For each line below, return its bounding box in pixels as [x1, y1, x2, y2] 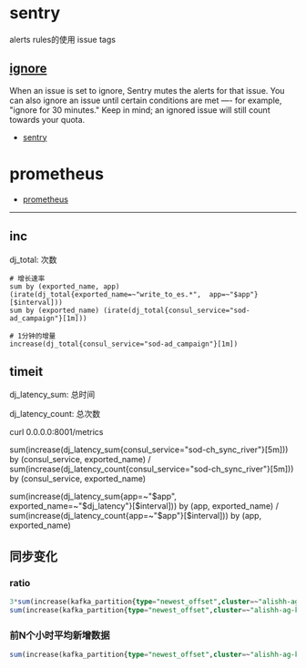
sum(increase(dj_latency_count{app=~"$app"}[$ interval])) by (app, [9, 511, 262, 521]
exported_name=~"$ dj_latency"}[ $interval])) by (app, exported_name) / [9, 501, 280, 511]
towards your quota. [9, 114, 86, 125]
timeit [9, 363, 44, 380]
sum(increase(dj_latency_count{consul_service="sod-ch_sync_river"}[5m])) [9, 463, 294, 475]
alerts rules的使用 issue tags [9, 34, 117, 45]
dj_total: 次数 [9, 254, 57, 265]
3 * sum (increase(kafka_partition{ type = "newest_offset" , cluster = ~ [9, 597, 259, 606]
